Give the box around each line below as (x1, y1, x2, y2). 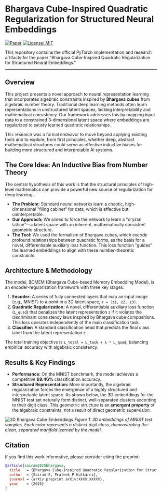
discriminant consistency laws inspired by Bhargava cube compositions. (12, 314, 156, 320)
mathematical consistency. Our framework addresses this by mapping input (5, 111, 155, 117)
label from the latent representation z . (12, 330, 87, 336)
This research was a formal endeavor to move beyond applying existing (5, 131, 147, 137)
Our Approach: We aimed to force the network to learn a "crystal (12, 217, 142, 222)
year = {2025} (9, 481, 44, 486)
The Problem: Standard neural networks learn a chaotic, (12, 201, 124, 207)
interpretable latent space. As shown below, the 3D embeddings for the (12, 392, 154, 398)
